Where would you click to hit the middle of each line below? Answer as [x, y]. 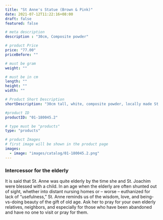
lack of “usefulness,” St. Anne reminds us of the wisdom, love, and [72, 196]
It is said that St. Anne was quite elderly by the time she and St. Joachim [78, 181]
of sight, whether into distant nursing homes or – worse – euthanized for [78, 191]
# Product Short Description [35, 99]
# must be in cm [22, 77]
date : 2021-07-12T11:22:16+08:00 [39, 14]
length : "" [16, 81]
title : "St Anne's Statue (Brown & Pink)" [49, 10]
